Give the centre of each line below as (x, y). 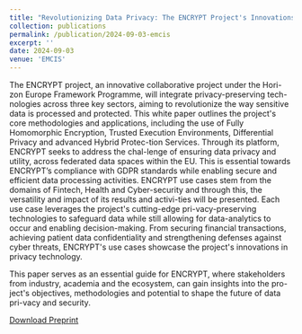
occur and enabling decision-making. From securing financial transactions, (148, 228)
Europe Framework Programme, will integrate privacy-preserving (146, 94)
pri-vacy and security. (50, 303)
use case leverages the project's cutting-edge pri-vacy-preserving (133, 209)
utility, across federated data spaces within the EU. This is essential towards (150, 161)
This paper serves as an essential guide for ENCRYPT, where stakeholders (147, 274)
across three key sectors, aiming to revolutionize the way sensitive (166, 104)
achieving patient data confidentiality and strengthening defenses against (146, 237)
